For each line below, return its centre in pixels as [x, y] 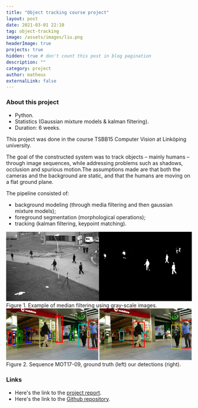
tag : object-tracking [33, 31]
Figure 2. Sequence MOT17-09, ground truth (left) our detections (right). [94, 364]
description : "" [26, 62]
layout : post [22, 19]
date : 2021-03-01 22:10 [35, 25]
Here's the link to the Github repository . [62, 399]
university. [19, 145]
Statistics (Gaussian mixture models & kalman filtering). [82, 121]
